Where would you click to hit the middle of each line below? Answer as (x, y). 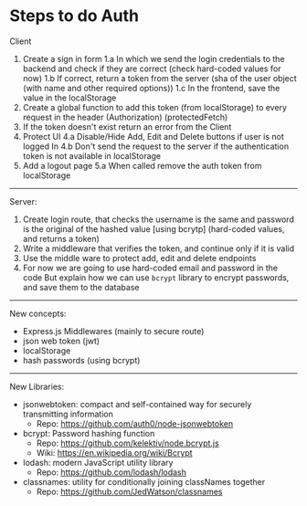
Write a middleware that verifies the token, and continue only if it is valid (159, 248)
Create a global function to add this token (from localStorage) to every (155, 107)
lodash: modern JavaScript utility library (98, 462)
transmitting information (68, 414)
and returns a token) (61, 238)
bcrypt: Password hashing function (89, 433)
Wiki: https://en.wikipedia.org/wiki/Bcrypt (115, 452)
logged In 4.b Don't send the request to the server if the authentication (156, 146)
